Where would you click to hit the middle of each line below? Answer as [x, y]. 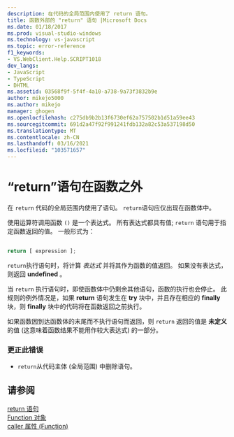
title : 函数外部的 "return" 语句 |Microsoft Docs [77, 20]
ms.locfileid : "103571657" [46, 150]
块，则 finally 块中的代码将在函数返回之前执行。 [76, 306]
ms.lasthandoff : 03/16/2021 [48, 144]
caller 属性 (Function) [38, 426]
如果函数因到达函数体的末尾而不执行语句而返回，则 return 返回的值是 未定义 [117, 321]
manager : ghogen [31, 111]
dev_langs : [23, 66]
